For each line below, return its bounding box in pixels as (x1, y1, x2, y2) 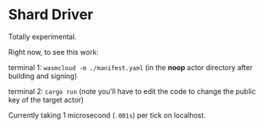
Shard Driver (8, 6, 94, 24)
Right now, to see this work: (8, 47, 99, 56)
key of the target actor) (8, 95, 84, 104)
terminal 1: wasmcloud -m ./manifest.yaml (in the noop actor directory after (8, 62, 253, 72)
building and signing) (8, 71, 78, 80)
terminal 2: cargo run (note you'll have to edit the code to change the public (8, 86, 256, 96)
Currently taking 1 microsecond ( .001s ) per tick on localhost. (8, 110, 207, 120)
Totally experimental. (8, 32, 77, 41)
